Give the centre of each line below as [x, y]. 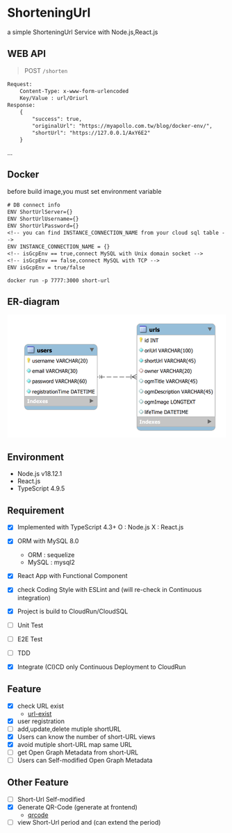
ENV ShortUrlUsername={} [43, 219]
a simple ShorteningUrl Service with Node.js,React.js [83, 32]
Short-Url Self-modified [51, 799]
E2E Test [30, 639]
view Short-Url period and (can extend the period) [89, 823]
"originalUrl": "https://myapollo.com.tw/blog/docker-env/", [123, 126]
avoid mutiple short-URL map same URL [75, 744]
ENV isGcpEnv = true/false [46, 267]
